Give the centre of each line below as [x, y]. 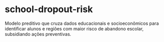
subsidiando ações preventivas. [38, 34]
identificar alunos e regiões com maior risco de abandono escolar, [74, 28]
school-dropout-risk [49, 9]
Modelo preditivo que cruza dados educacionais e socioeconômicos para [82, 23]
